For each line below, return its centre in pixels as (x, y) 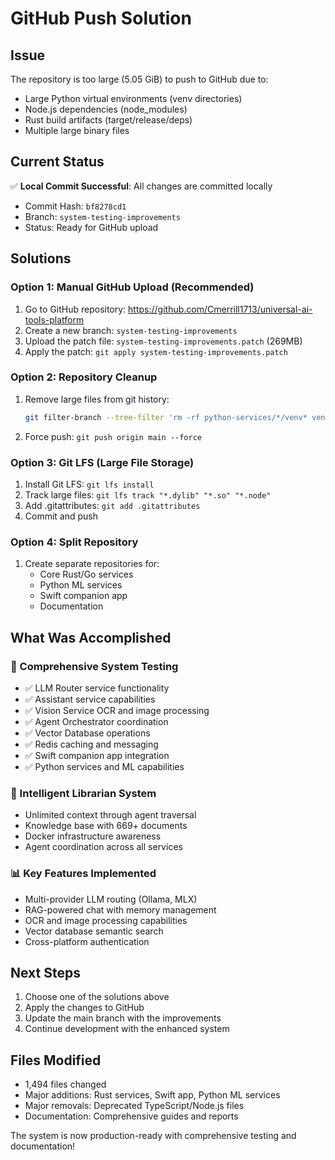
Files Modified (56, 1060)
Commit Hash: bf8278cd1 (75, 206)
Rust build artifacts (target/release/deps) (108, 120)
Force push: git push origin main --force (113, 436)
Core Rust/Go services (86, 574)
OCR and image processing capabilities (106, 920)
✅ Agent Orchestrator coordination (96, 721)
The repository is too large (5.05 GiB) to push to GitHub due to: (139, 79)
